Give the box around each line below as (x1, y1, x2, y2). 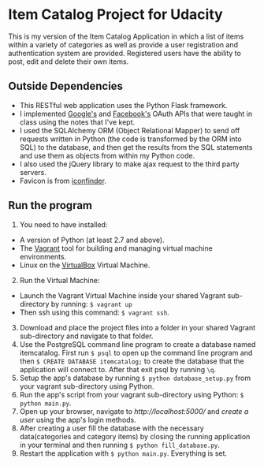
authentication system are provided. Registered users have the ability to (8, 48, 242, 58)
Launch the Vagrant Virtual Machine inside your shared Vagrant (19, 290, 226, 300)
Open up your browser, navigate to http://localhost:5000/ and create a (19, 406, 249, 416)
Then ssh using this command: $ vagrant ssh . (19, 308, 169, 317)
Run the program (8, 199, 93, 212)
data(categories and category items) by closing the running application (19, 431, 251, 441)
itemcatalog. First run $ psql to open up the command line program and (19, 348, 253, 357)
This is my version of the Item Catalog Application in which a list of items (8, 32, 244, 41)
